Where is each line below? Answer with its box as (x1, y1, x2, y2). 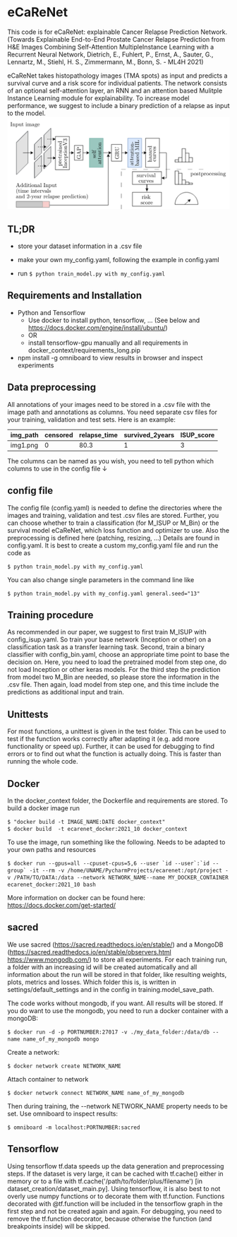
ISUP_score (180, 431, 215, 439)
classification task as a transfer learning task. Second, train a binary (7, 643, 205, 651)
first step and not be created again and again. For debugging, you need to (7, 1207, 222, 1215)
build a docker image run (7, 804, 80, 812)
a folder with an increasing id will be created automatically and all (7, 962, 197, 971)
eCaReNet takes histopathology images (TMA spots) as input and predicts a (7, 71, 228, 80)
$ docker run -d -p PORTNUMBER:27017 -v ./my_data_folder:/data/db (7, 1029, 210, 1036)
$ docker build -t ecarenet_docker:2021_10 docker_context (7, 826, 188, 833)
